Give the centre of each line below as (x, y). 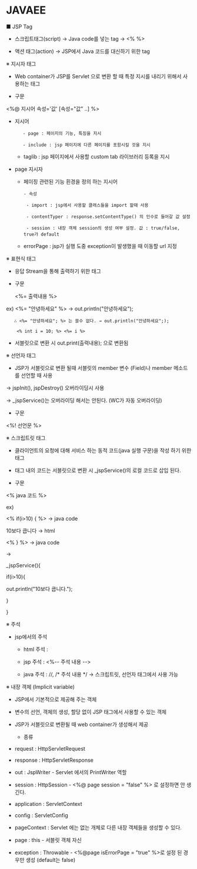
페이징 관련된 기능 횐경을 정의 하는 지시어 (71, 181)
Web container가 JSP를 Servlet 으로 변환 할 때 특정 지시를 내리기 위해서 (98, 76)
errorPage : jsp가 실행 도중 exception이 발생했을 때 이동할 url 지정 (100, 246)
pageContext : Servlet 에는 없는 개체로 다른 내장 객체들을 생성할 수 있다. (98, 827)
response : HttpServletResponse (54, 760)
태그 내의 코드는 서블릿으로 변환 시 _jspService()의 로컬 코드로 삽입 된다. (98, 470)
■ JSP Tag (19, 27)
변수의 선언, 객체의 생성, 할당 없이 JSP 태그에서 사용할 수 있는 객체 (90, 712)
